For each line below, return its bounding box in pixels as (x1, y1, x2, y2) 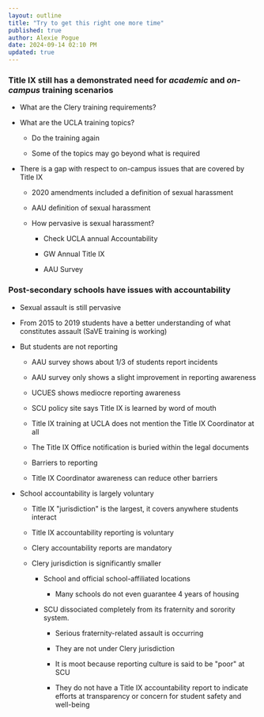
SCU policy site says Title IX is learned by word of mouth (31, 403, 217, 412)
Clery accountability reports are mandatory (31, 543, 172, 552)
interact (31, 512, 57, 522)
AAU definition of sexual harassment (31, 203, 151, 213)
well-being (55, 700, 90, 709)
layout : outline (8, 11, 62, 20)
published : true (8, 26, 62, 34)
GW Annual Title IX (43, 249, 105, 259)
